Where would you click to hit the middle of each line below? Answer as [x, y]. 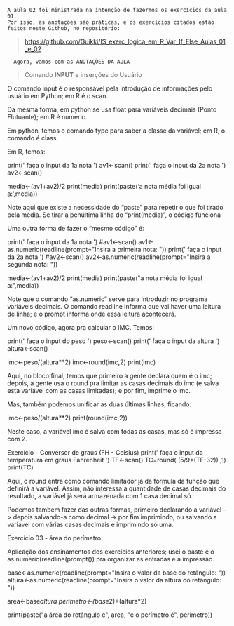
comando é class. [33, 138]
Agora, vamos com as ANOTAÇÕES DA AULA [72, 62]
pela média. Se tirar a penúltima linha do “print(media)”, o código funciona [114, 215]
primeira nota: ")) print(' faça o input [170, 249]
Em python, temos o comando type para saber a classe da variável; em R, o [116, 131]
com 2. [18, 439]
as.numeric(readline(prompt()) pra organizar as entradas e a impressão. [111, 559]
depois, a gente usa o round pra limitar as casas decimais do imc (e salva [113, 383]
